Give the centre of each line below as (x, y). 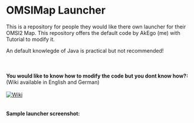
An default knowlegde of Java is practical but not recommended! (85, 50)
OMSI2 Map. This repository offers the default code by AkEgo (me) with (93, 33)
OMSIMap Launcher (56, 10)
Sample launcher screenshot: (43, 114)
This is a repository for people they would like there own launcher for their (96, 27)
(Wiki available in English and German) (53, 82)
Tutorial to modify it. (30, 39)
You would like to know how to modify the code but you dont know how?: (97, 76)
